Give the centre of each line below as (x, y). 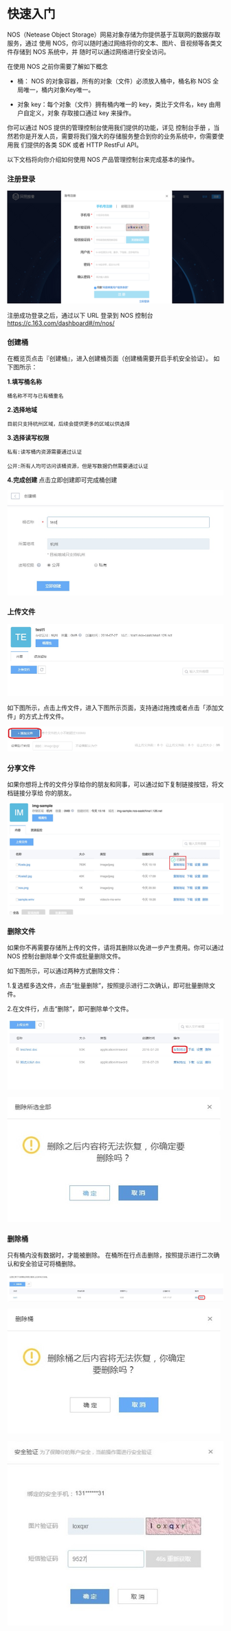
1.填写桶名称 (25, 382)
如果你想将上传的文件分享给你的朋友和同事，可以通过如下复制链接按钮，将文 (115, 784)
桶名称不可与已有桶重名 (35, 396)
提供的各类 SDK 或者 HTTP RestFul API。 (85, 145)
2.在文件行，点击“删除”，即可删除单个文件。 (70, 1009)
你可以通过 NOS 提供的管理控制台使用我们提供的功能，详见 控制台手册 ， (110, 127)
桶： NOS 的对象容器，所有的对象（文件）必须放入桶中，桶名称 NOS (114, 81)
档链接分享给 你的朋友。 (41, 793)
